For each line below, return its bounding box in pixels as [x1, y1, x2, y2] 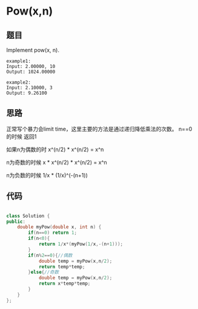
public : [6, 219, 26, 225]
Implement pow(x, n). [6, 47, 59, 53]
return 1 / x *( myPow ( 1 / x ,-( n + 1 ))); [38, 241, 123, 247]
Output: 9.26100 [6, 90, 47, 96]
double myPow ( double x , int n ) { [17, 224, 102, 230]
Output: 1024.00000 [6, 69, 56, 75]
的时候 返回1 [6, 132, 37, 140]
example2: [6, 80, 31, 86]
